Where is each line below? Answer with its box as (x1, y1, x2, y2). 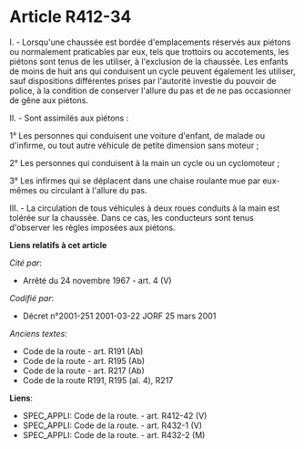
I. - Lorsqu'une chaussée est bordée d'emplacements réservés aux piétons (9, 37, 291, 47)
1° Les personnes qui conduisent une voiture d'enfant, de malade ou (9, 130, 266, 141)
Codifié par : (9, 292, 55, 303)
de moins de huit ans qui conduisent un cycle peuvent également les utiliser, (9, 66, 296, 77)
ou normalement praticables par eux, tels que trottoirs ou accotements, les (9, 46, 289, 57)
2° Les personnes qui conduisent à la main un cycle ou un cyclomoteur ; (9, 157, 280, 168)
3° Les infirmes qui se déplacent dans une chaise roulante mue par (9, 175, 261, 186)
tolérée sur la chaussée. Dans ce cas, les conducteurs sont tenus (9, 212, 255, 223)
